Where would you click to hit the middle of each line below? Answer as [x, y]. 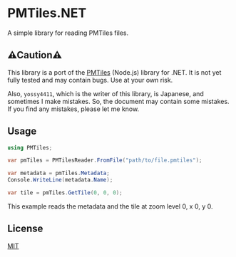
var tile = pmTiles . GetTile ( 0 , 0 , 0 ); [65, 193]
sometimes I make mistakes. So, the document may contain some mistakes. [118, 101]
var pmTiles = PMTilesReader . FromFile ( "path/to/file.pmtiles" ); [105, 161]
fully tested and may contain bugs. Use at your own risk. [90, 80]
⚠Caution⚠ [35, 55]
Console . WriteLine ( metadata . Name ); [60, 180]
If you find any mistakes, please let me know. [73, 109]
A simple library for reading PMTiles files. [68, 33]
